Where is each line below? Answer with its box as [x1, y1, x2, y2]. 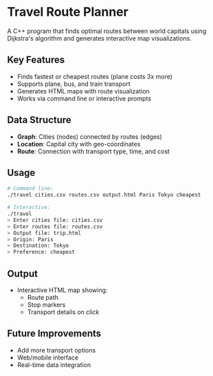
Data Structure [7, 114, 72, 126]
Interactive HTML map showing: [16, 286, 108, 294]
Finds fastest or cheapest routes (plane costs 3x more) [16, 72, 173, 80]
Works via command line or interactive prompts [16, 94, 151, 102]
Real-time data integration [16, 360, 91, 368]
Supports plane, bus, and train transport [16, 80, 131, 88]
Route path [27, 293, 59, 301]
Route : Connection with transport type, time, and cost [16, 147, 170, 155]
